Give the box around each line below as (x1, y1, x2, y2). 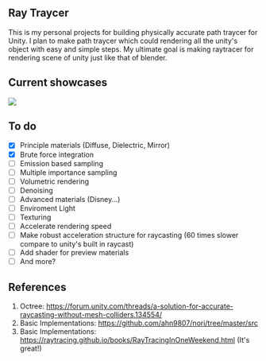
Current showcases (8, 76, 108, 90)
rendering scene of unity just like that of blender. (8, 52, 168, 62)
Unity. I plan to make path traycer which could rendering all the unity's (8, 36, 238, 45)
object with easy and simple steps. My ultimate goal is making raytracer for (8, 44, 254, 54)
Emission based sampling (19, 158, 103, 168)
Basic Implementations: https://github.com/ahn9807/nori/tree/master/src (19, 318, 258, 328)
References (8, 280, 67, 293)
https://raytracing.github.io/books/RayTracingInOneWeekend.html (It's (19, 336, 250, 345)
